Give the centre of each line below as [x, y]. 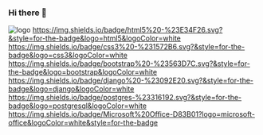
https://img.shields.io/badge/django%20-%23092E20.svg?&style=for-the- [131, 81]
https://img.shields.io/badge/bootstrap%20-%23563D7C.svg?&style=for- [130, 64]
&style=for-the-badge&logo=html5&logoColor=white [95, 38]
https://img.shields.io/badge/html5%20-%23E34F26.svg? [128, 30]
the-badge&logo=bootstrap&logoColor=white [83, 72]
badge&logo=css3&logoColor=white [68, 56]
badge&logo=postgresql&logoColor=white [78, 106]
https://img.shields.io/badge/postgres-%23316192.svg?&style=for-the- [125, 98]
